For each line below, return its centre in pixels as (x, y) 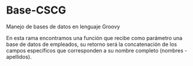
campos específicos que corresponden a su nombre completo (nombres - (97, 50)
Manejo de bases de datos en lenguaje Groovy (63, 27)
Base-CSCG (36, 10)
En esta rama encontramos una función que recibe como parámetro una (94, 38)
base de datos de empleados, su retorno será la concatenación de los (91, 44)
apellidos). (19, 57)
